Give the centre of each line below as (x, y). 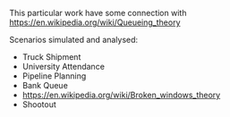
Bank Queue (45, 85)
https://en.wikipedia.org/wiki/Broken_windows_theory (121, 95)
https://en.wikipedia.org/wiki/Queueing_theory (95, 22)
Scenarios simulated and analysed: (74, 40)
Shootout (39, 104)
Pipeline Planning (54, 76)
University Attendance (64, 67)
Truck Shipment (51, 57)
